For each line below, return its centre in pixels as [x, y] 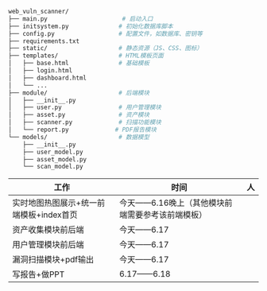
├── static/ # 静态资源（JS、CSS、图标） [105, 48]
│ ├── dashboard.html [48, 78]
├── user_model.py [53, 152]
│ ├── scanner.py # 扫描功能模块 [85, 122]
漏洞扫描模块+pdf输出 [53, 260]
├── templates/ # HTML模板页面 [86, 56]
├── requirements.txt [44, 41]
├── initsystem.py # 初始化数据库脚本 [91, 26]
